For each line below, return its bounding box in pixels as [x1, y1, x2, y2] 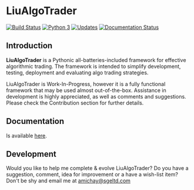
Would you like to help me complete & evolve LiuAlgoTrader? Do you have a [6, 165, 189, 172]
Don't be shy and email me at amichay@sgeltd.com [6, 177, 131, 184]
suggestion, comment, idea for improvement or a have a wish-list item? [6, 171, 178, 178]
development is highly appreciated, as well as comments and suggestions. [6, 93, 186, 100]
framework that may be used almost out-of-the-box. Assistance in [6, 87, 166, 94]
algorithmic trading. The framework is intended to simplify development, [6, 63, 181, 70]
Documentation [6, 116, 65, 126]
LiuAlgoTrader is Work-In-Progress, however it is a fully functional [6, 80, 166, 87]
